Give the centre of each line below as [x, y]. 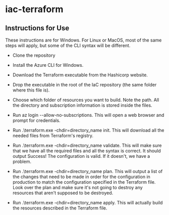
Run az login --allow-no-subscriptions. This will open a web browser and [88, 115]
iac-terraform [34, 9]
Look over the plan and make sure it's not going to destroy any [77, 187]
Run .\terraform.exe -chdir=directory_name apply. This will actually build [88, 203]
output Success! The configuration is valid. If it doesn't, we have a [81, 156]
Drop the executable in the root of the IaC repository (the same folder [84, 85]
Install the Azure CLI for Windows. [48, 65]
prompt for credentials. [36, 120]
